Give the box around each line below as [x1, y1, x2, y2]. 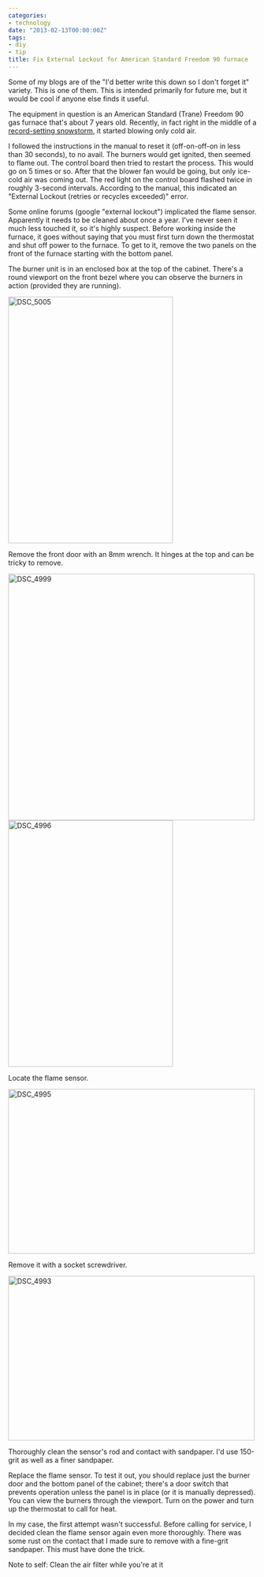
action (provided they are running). [8, 281, 121, 290]
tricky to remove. [8, 558, 64, 567]
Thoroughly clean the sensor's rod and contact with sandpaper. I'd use [8, 1447, 239, 1456]
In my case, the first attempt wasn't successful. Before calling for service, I [8, 1519, 251, 1529]
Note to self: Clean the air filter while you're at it [8, 1560, 164, 1569]
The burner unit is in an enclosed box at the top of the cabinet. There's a [8, 263, 244, 273]
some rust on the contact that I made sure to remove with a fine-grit [8, 1536, 229, 1545]
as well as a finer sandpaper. [20, 1455, 114, 1464]
